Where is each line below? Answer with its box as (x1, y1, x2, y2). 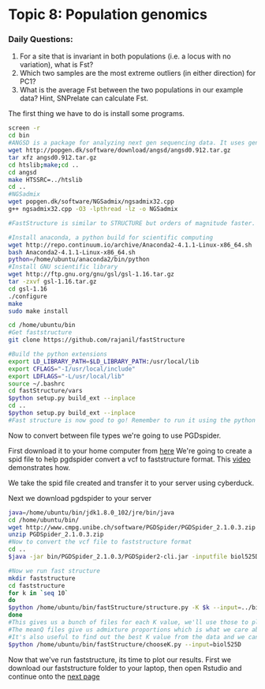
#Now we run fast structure (8, 567, 101, 574)
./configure (8, 292, 47, 300)
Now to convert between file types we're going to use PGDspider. (8, 431, 222, 440)
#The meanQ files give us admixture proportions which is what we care (8, 626, 248, 634)
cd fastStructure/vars (8, 387, 83, 395)
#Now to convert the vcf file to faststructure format (8, 538, 192, 546)
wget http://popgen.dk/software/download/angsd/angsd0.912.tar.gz (8, 146, 231, 155)
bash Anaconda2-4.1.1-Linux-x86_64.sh (8, 248, 136, 256)
